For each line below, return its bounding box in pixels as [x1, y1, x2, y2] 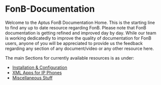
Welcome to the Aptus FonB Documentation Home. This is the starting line [5, 20, 155, 25]
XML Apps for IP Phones [12, 69, 62, 75]
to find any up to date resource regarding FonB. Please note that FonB [5, 24, 146, 30]
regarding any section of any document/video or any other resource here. [5, 45, 154, 51]
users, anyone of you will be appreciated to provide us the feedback [5, 40, 143, 46]
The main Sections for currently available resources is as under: [5, 55, 134, 61]
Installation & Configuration [12, 64, 67, 70]
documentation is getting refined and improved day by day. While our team [5, 30, 157, 36]
